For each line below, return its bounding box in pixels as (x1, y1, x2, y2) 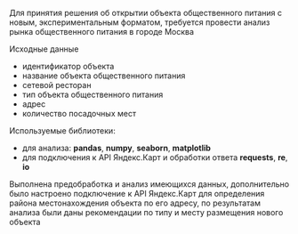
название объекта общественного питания (21, 70, 186, 81)
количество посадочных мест (21, 109, 136, 118)
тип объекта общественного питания (21, 89, 164, 100)
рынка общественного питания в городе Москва (9, 27, 194, 36)
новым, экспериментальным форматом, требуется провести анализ (9, 17, 270, 28)
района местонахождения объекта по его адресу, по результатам (9, 198, 261, 208)
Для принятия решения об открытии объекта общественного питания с (9, 8, 283, 18)
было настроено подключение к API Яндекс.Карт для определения (9, 189, 265, 198)
